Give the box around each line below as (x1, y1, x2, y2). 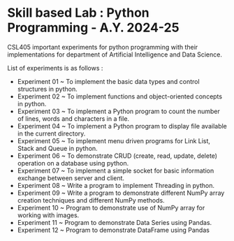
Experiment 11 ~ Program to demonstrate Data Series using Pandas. (17, 218, 212, 226)
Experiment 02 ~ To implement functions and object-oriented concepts (17, 92, 222, 101)
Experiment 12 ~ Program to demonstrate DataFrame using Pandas (17, 226, 210, 234)
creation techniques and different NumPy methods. (17, 196, 166, 204)
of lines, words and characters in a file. (17, 114, 130, 123)
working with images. (17, 211, 80, 219)
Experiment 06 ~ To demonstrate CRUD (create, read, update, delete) (17, 152, 218, 160)
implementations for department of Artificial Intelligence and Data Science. (7, 50, 222, 59)
